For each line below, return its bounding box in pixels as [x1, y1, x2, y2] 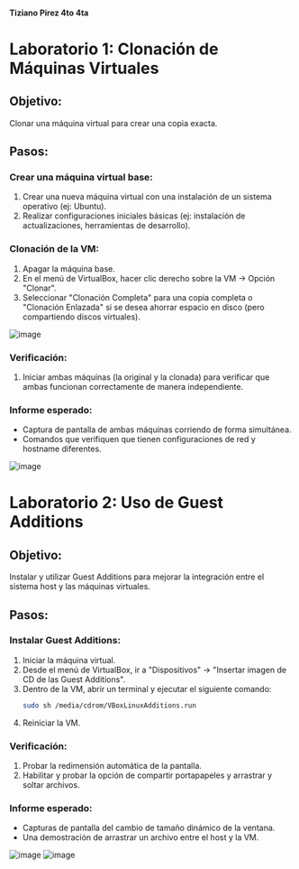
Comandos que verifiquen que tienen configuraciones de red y [22, 434, 257, 445]
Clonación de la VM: [9, 243, 100, 255]
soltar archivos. [22, 780, 80, 790]
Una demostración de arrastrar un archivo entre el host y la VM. [22, 832, 259, 843]
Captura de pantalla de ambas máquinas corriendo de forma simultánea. [22, 424, 292, 435]
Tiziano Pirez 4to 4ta [9, 7, 89, 18]
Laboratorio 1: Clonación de [9, 39, 219, 59]
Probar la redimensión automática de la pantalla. [22, 761, 203, 772]
